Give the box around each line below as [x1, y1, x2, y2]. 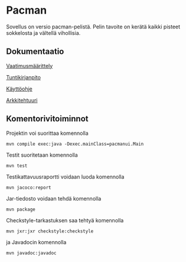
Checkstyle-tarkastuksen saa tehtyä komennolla [6, 216, 124, 224]
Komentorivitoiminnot [6, 114, 89, 124]
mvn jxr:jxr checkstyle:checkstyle [6, 228, 94, 234]
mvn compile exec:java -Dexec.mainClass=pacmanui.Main [6, 141, 144, 147]
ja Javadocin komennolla [6, 238, 67, 245]
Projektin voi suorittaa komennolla [6, 130, 89, 137]
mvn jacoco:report [6, 185, 51, 190]
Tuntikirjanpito [6, 73, 41, 80]
